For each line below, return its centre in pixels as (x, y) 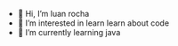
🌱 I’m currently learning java (69, 32)
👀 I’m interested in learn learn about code (93, 23)
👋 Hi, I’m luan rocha (53, 14)
